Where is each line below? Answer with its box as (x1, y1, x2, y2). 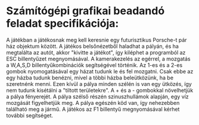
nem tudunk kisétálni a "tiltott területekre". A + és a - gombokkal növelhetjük (6, 86, 194, 94)
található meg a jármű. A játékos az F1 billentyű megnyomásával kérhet (6, 105, 180, 113)
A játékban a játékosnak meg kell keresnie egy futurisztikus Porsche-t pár (6, 36, 187, 43)
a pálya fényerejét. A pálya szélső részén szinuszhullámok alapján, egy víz (6, 93, 189, 100)
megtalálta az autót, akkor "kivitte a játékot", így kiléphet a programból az (6, 49, 186, 56)
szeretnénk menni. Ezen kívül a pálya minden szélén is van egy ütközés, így (6, 80, 192, 87)
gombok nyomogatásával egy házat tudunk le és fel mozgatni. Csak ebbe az (6, 68, 194, 75)
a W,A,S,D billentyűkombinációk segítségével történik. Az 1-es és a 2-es (6, 61, 183, 69)
